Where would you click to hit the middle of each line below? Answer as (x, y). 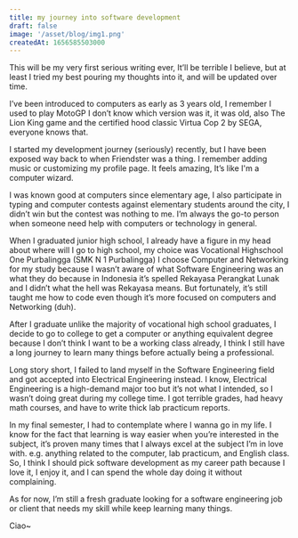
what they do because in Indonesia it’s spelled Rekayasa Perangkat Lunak (145, 279)
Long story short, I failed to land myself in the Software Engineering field (142, 370)
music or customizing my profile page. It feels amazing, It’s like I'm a (134, 168)
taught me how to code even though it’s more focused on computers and (143, 298)
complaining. (33, 482)
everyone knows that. (49, 132)
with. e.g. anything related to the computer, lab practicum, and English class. (149, 453)
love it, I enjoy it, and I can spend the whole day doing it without (126, 472)
